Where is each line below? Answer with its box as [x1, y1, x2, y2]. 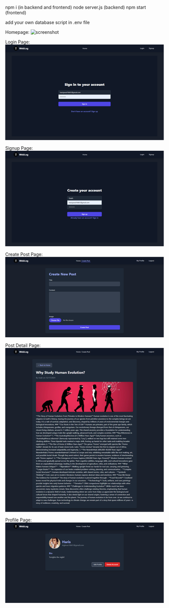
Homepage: [5, 29, 30, 35]
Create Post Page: [5, 251, 43, 257]
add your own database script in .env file [5, 20, 90, 25]
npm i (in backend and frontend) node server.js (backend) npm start [5, 5, 146, 10]
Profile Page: [5, 517, 32, 523]
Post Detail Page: [5, 342, 41, 348]
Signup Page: [5, 145, 33, 151]
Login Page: [5, 39, 30, 45]
